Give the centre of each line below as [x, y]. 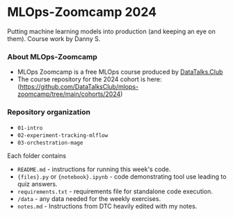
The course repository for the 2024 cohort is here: [89, 79]
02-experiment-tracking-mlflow [63, 135]
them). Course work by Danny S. [54, 38]
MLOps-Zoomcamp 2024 [82, 12]
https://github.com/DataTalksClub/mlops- [79, 87]
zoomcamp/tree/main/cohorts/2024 [69, 94]
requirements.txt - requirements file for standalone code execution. [115, 191]
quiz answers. [37, 184]
